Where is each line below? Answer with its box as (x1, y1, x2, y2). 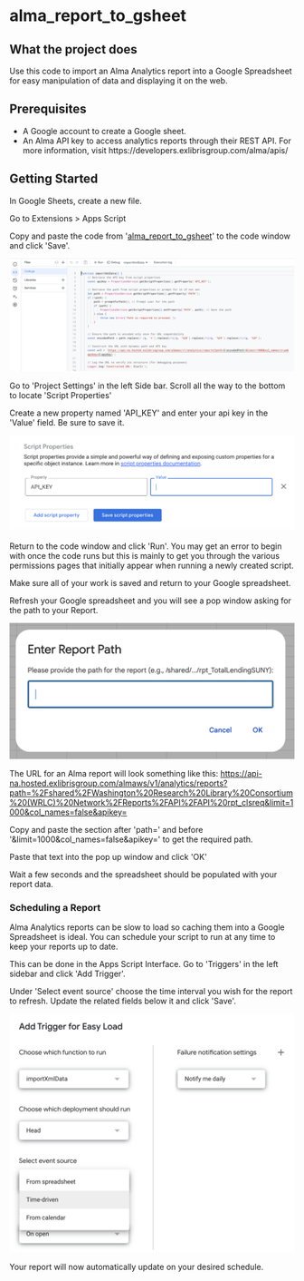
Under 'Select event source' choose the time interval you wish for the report (9, 986, 293, 997)
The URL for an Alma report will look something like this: (9, 768, 219, 778)
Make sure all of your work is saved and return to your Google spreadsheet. (9, 578, 291, 589)
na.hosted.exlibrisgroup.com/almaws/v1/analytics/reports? (9, 777, 228, 788)
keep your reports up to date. (9, 941, 119, 953)
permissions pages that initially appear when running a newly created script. (9, 560, 294, 572)
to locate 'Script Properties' (9, 390, 112, 401)
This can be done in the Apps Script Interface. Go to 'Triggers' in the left (9, 959, 279, 970)
